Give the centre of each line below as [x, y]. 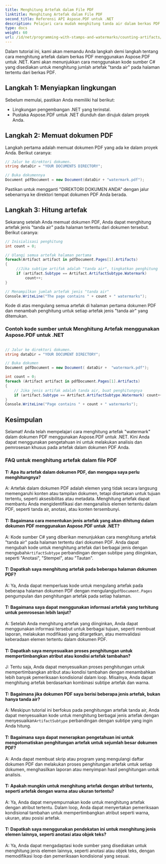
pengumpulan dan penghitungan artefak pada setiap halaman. [68, 596]
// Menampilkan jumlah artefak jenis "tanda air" [57, 292]
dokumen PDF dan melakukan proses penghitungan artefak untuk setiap [79, 764]
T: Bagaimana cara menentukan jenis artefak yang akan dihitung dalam [80, 520]
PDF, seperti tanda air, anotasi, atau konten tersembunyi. [63, 509]
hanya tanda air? [23, 699]
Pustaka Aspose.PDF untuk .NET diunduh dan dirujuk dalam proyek [81, 115]
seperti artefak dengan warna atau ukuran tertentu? [60, 791]
